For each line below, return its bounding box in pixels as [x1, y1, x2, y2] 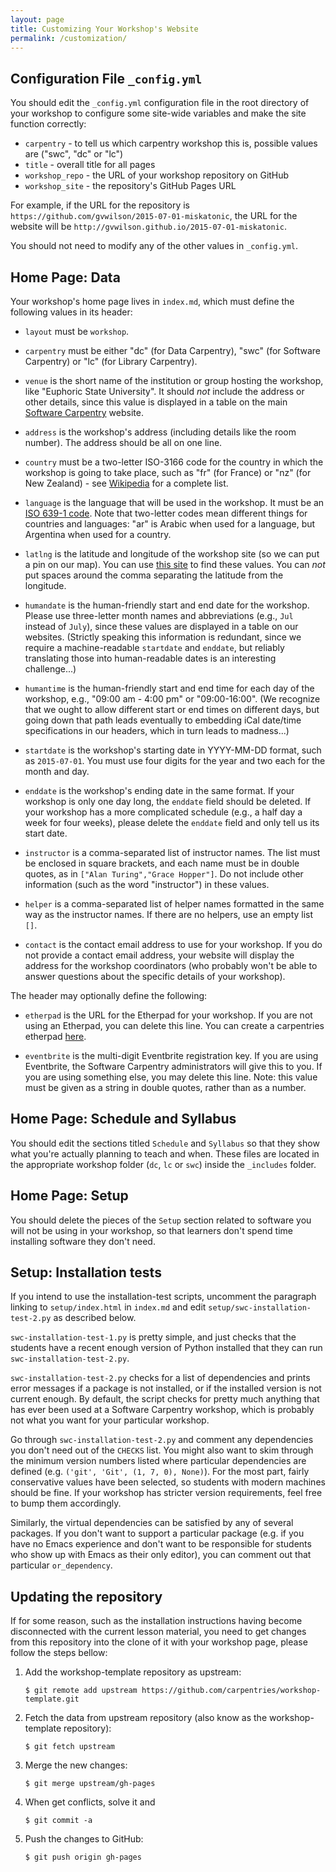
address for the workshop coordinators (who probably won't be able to [24, 960, 318, 971]
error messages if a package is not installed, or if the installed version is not [10, 1382, 322, 1395]
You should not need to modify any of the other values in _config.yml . [10, 240, 298, 252]
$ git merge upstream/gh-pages [24, 1779, 156, 1789]
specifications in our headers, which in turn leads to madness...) [24, 725, 290, 736]
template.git [24, 1694, 80, 1705]
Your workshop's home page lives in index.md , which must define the [10, 296, 295, 307]
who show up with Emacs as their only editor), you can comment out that [10, 1549, 312, 1561]
